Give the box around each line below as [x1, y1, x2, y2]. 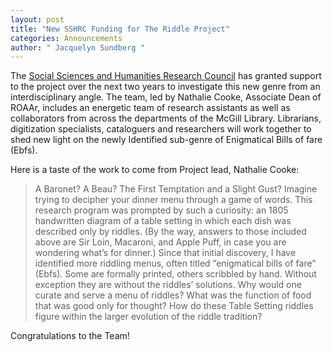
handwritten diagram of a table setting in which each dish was [34, 215, 292, 227]
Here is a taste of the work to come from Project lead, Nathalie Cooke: [10, 164, 300, 176]
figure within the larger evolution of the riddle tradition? [34, 311, 263, 323]
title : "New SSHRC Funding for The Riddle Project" [10, 24, 230, 34]
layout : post [10, 14, 65, 25]
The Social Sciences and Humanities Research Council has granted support [10, 70, 322, 82]
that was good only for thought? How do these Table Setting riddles [34, 300, 314, 312]
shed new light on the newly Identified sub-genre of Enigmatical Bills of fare [10, 134, 323, 146]
